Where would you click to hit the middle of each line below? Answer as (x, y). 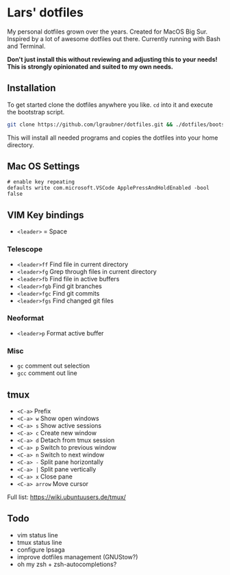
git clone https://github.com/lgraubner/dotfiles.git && (90, 125)
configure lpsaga (41, 550)
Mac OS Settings (43, 167)
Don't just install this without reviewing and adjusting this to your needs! (112, 59)
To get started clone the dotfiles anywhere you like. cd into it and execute (110, 105)
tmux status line (39, 542)
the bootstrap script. (36, 112)
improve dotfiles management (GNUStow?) (77, 557)
